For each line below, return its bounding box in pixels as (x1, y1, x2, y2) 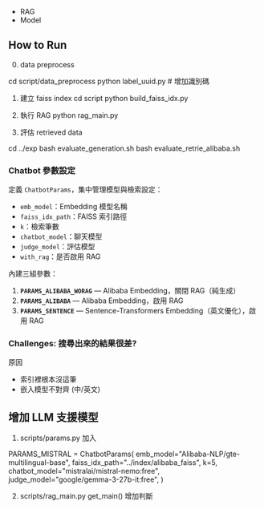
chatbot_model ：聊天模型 (19, 232, 103, 241)
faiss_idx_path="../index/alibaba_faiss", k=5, (71, 458, 218, 467)
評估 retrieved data (19, 127, 83, 137)
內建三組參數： (8, 269, 58, 279)
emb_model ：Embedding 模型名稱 (19, 202, 128, 212)
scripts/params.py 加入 (19, 433, 96, 443)
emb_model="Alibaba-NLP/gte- (135, 449, 241, 459)
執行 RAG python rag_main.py (19, 110, 119, 119)
